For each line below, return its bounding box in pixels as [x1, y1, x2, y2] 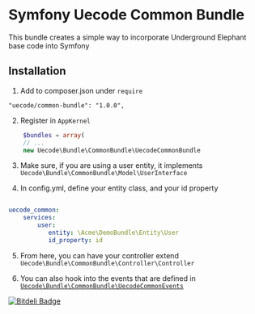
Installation [8, 65, 66, 78]
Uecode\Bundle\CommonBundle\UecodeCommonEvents [19, 282, 184, 290]
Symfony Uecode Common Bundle [8, 6, 245, 24]
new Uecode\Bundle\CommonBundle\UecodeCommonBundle [23, 146, 201, 154]
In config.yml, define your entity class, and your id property [19, 183, 219, 193]
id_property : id [48, 236, 104, 244]
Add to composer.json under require [19, 86, 143, 95]
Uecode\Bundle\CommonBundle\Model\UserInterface [19, 170, 188, 178]
